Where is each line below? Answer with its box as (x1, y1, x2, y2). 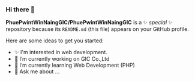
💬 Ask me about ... (14, 68, 60, 75)
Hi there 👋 (5, 5, 35, 14)
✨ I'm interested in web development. (14, 49, 107, 56)
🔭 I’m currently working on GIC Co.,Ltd (14, 55, 110, 63)
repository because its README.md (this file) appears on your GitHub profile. (5, 26, 190, 33)
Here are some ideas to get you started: (5, 37, 104, 44)
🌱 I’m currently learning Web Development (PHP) (14, 62, 136, 69)
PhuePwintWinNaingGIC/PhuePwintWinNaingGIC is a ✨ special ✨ (5, 19, 173, 26)
